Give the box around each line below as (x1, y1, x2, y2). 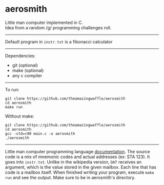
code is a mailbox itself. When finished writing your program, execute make (5, 169, 155, 175)
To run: (5, 86, 20, 92)
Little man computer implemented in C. (5, 20, 83, 25)
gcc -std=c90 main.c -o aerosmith (5, 131, 76, 136)
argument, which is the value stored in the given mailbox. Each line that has (5, 164, 157, 170)
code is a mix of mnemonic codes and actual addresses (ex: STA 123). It (5, 154, 150, 160)
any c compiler (12, 72, 42, 79)
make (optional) (12, 67, 44, 73)
